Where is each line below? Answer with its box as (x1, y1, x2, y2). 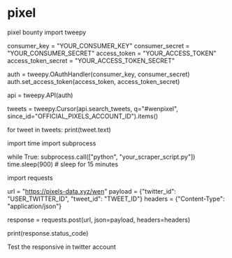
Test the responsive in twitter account (7, 243, 117, 251)
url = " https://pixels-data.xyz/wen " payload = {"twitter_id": (7, 187, 177, 195)
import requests (7, 173, 54, 182)
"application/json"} (7, 201, 61, 210)
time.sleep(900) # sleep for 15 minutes (7, 159, 119, 169)
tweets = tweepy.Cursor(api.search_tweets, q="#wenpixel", (7, 104, 178, 113)
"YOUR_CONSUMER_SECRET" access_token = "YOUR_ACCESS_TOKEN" (7, 49, 217, 57)
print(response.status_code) (7, 229, 89, 237)
